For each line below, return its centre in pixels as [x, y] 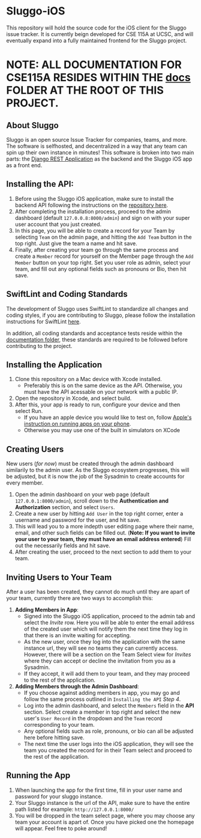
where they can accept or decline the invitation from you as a [100, 661]
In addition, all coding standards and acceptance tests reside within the [94, 333]
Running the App [38, 776]
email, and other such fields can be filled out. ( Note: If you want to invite [105, 533]
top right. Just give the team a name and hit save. [76, 243]
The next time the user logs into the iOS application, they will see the [109, 744]
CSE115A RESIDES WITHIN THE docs [98, 78]
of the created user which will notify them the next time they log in [106, 629]
